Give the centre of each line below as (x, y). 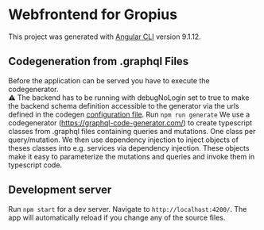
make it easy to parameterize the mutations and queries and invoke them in (132, 156)
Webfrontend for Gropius (93, 15)
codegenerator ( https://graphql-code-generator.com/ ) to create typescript (130, 123)
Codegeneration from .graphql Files (99, 61)
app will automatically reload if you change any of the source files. (117, 217)
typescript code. (35, 165)
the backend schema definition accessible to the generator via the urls (124, 105)
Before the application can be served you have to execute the (109, 80)
